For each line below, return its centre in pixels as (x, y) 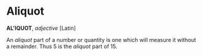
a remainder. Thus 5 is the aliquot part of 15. (62, 46)
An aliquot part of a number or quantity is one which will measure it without (101, 40)
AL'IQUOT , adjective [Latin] (41, 28)
